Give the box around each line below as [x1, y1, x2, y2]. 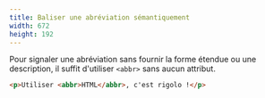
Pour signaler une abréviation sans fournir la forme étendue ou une [9, 54, 257, 65]
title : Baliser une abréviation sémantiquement [9, 12, 191, 22]
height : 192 [9, 29, 54, 38]
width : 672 [9, 21, 50, 30]
